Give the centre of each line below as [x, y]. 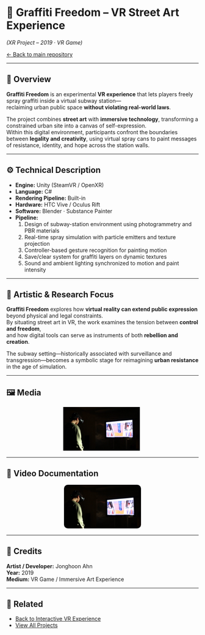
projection [37, 243]
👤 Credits [24, 551]
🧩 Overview [29, 79]
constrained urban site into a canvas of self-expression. [77, 126]
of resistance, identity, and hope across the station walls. [78, 145]
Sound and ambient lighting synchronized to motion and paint [102, 263]
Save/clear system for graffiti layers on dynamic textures [95, 256]
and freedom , [24, 329]
